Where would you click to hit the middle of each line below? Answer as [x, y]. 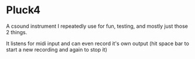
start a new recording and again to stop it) [57, 49]
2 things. [17, 32]
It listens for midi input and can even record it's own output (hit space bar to [97, 43]
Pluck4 [23, 10]
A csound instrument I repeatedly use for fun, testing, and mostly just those [97, 26]
